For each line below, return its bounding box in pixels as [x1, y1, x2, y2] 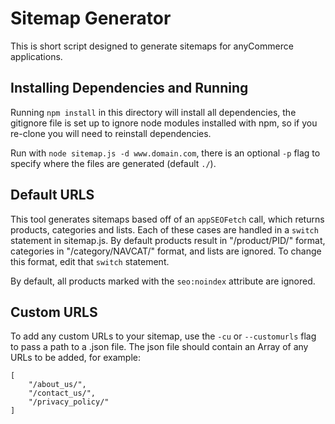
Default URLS [10, 187, 95, 204]
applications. [10, 50, 63, 62]
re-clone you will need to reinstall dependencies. [10, 127, 212, 139]
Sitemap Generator [10, 7, 172, 30]
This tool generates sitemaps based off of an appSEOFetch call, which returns [10, 213, 325, 225]
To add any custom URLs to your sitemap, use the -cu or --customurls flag [10, 330, 317, 342]
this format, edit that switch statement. [10, 255, 170, 267]
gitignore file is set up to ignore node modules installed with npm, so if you [10, 117, 318, 129]
